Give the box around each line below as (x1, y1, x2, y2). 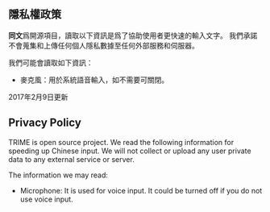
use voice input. (19, 194, 74, 204)
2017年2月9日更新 (8, 92, 69, 102)
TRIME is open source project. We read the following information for (8, 137, 235, 147)
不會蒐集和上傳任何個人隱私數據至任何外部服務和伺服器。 (8, 40, 199, 50)
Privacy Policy (8, 116, 82, 130)
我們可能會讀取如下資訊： (8, 57, 93, 67)
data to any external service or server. (8, 154, 135, 164)
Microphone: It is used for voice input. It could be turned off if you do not (19, 185, 263, 195)
